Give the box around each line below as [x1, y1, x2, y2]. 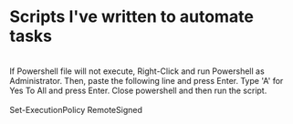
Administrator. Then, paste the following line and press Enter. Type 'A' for [9, 75, 284, 86]
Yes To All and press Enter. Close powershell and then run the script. [9, 85, 267, 96]
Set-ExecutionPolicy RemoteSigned [9, 104, 143, 115]
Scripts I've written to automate [9, 6, 254, 27]
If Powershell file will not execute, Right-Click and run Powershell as [9, 66, 265, 77]
